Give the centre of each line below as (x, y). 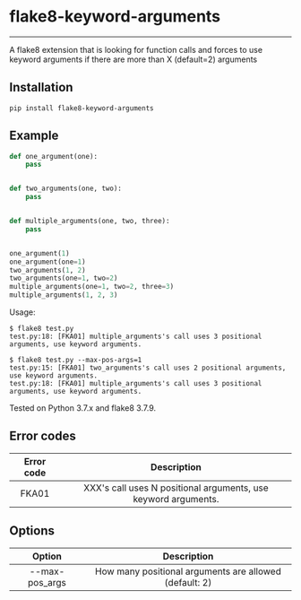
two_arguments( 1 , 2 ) (48, 270)
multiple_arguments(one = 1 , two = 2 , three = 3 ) (92, 287)
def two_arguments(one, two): (66, 189)
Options (32, 531)
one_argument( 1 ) (39, 253)
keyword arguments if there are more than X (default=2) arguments (133, 59)
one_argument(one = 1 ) (48, 262)
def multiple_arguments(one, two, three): (90, 222)
